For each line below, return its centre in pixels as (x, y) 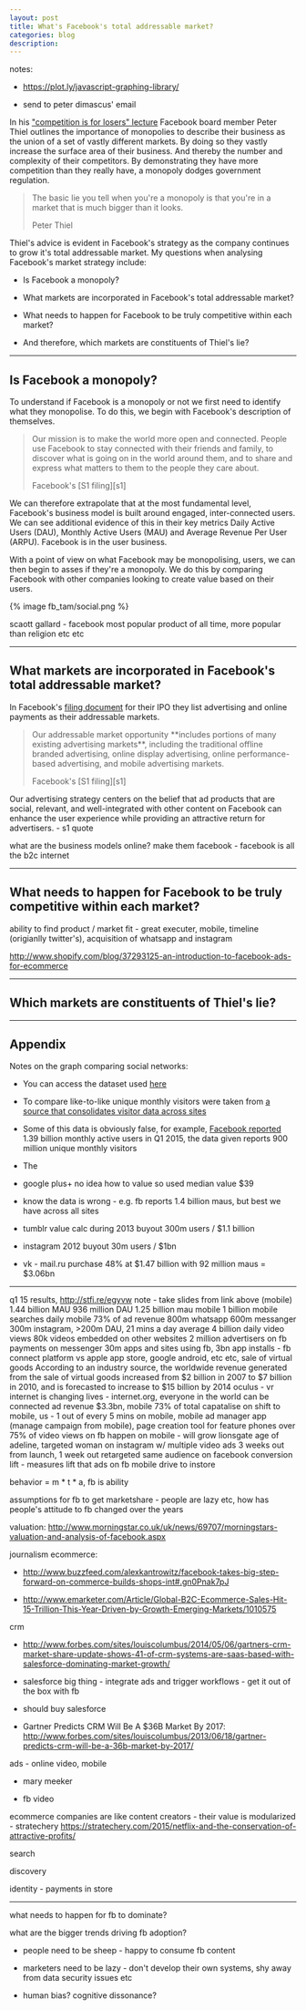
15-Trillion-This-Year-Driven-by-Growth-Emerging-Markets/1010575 (149, 1609)
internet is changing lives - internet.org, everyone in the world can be (139, 1397)
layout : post (34, 18)
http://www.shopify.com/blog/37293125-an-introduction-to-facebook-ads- (150, 956)
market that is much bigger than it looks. (107, 208)
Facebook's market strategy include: (78, 263)
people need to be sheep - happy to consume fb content (129, 1951)
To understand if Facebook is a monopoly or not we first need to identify (145, 402)
